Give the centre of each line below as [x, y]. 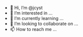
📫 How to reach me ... [33, 29]
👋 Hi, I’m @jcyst [26, 8]
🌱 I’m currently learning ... [37, 18]
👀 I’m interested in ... [31, 13]
